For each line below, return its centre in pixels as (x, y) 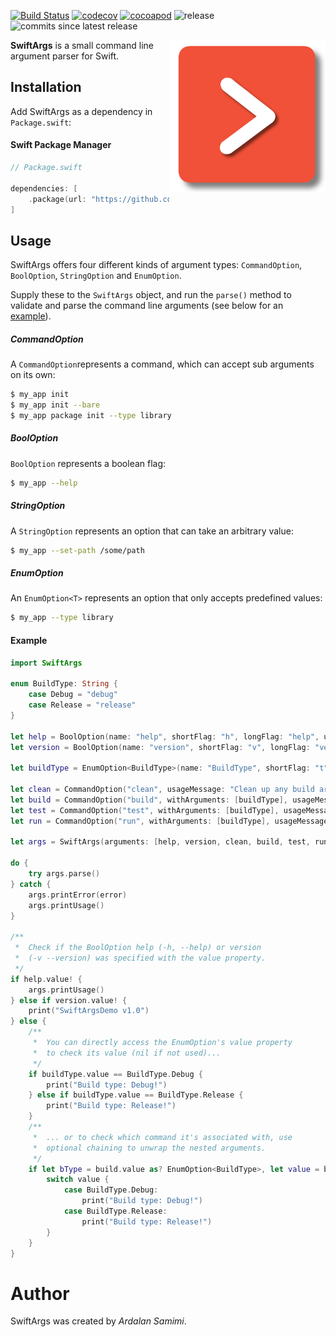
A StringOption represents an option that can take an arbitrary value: (152, 531)
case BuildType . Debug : (111, 1190)
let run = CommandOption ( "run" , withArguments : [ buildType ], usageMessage (169, 821)
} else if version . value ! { (69, 1000)
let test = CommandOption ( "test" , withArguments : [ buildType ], (145, 810)
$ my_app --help (44, 483)
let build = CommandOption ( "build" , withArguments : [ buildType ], (149, 800)
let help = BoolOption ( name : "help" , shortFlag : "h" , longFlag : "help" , (165, 736)
